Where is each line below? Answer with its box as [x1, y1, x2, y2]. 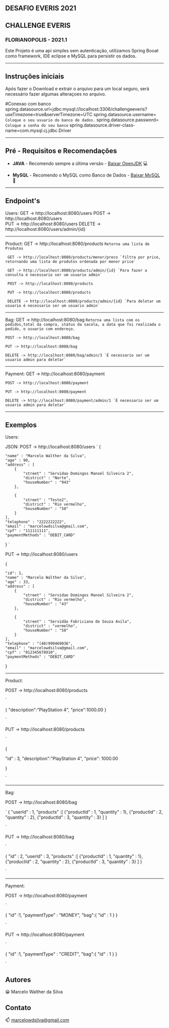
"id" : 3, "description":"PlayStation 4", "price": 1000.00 [5, 755, 118, 761]
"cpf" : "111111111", [5, 528, 51, 534]
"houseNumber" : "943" [23, 480, 71, 485]
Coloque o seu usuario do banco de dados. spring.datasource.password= [5, 117, 159, 123]
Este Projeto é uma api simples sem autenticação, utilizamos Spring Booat [5, 48, 159, 54]
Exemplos [5, 420, 37, 429]
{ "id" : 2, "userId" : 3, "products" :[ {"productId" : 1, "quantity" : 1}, [5, 853, 143, 860]
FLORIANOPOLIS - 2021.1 [5, 36, 67, 43]
